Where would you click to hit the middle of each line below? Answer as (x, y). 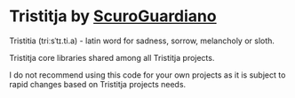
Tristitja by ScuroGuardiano (113, 16)
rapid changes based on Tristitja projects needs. (98, 84)
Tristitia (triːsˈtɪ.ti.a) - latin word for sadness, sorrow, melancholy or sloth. (142, 41)
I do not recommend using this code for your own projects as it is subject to (147, 75)
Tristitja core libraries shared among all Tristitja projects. (112, 57)
